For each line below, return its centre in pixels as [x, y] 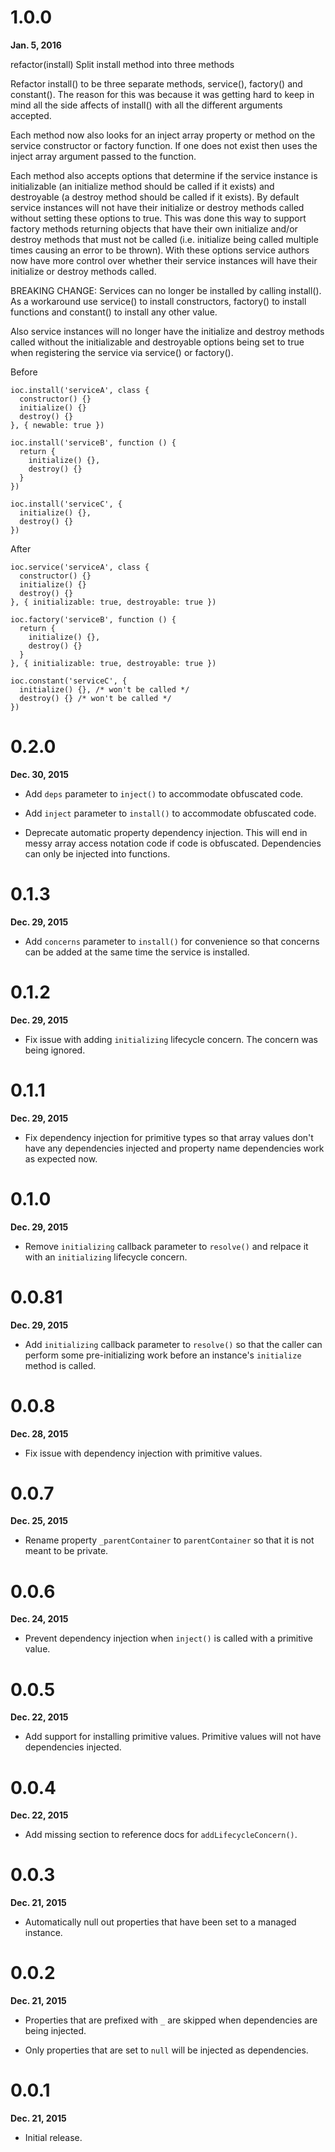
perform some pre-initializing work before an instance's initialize [163, 1355]
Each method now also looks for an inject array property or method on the [163, 135]
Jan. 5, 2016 [36, 45]
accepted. [31, 115]
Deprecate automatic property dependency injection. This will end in [166, 832]
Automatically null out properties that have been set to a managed [160, 1922]
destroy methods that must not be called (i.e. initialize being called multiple [164, 239]
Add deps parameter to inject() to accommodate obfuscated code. [164, 793]
